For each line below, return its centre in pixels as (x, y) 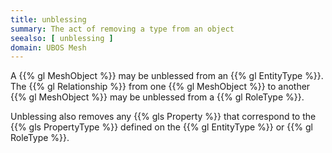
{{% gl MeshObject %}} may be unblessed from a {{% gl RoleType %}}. (157, 97)
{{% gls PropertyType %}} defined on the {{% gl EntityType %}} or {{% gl (161, 127)
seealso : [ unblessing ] (62, 38)
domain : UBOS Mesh (48, 47)
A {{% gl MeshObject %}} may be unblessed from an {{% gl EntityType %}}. (167, 76)
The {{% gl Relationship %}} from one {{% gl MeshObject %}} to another (160, 87)
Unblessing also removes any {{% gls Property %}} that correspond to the (163, 117)
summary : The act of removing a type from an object (122, 29)
